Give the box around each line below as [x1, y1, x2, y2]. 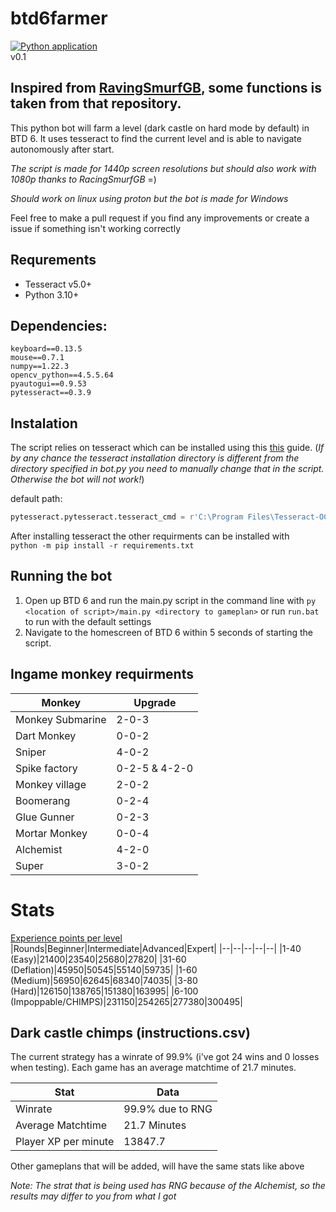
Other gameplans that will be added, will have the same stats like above [10, 1160, 305, 1172]
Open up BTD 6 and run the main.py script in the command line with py [24, 594, 317, 606]
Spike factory [15, 761, 78, 775]
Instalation [10, 415, 78, 432]
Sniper [15, 745, 47, 759]
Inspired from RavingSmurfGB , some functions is [10, 80, 322, 97]
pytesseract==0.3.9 [10, 388, 92, 398]
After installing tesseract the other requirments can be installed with [10, 530, 290, 542]
